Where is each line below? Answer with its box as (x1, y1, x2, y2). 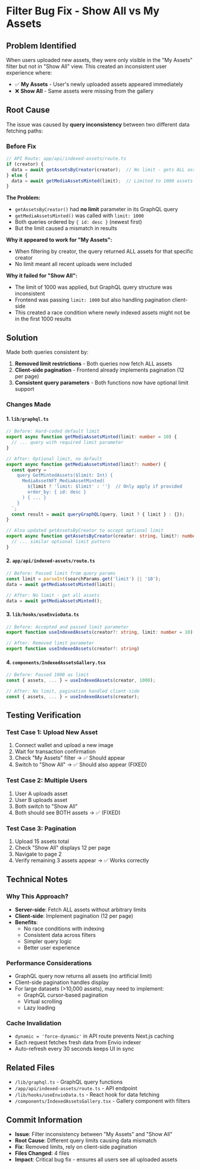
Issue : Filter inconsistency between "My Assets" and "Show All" (14, 1130, 173, 1137)
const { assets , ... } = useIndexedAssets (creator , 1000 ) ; (6, 677, 156, 684)
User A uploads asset (14, 789, 68, 797)
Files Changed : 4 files (14, 1149, 70, 1156)
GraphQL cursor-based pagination (23, 992, 108, 999)
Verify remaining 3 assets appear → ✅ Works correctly (14, 857, 149, 864)
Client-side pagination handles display (14, 979, 109, 986)
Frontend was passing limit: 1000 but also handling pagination (14, 297, 171, 304)
